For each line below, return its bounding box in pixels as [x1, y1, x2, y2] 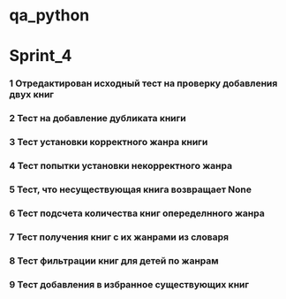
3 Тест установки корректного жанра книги [9, 136, 208, 149]
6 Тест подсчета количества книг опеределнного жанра [9, 207, 265, 219]
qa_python [9, 5, 90, 26]
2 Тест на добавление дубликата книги [9, 112, 187, 125]
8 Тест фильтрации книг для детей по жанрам [9, 254, 219, 266]
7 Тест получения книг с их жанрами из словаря [9, 231, 230, 243]
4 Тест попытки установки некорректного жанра [9, 160, 232, 172]
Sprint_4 [9, 46, 72, 66]
